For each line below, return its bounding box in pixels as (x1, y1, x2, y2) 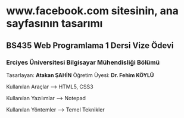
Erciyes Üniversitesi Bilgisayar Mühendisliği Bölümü (6, 58, 160, 66)
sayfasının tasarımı (6, 17, 103, 30)
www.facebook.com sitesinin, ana (6, 4, 179, 18)
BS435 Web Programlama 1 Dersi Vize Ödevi (6, 40, 174, 50)
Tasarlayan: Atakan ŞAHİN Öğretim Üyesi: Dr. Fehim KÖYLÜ (6, 71, 154, 78)
